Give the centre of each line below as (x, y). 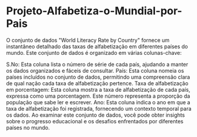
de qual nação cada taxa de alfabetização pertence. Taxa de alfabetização (97, 83)
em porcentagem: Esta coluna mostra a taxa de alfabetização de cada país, (98, 89)
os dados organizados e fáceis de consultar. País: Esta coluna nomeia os (95, 70)
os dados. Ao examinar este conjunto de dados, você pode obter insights (96, 115)
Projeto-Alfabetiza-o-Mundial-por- (94, 11)
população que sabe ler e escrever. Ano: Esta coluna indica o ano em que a (98, 102)
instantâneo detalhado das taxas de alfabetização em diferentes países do (97, 46)
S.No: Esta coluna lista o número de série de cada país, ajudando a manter (97, 64)
